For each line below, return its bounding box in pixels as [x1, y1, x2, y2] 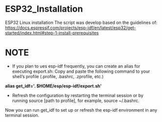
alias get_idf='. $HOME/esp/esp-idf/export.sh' [5, 83, 102, 89]
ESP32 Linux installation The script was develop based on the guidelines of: [5, 20, 158, 25]
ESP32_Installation [5, 3, 83, 15]
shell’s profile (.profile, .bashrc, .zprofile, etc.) [12, 73, 104, 79]
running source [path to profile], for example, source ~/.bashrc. [12, 98, 140, 103]
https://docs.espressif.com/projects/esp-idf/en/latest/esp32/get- [5, 24, 136, 30]
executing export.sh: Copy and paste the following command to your [12, 68, 150, 74]
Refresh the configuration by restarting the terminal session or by [12, 92, 144, 98]
